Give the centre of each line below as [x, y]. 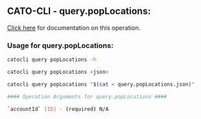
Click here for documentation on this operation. [74, 27]
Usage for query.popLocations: [60, 45]
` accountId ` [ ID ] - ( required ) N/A [58, 109]
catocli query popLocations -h [52, 60]
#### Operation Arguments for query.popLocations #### [87, 96]
